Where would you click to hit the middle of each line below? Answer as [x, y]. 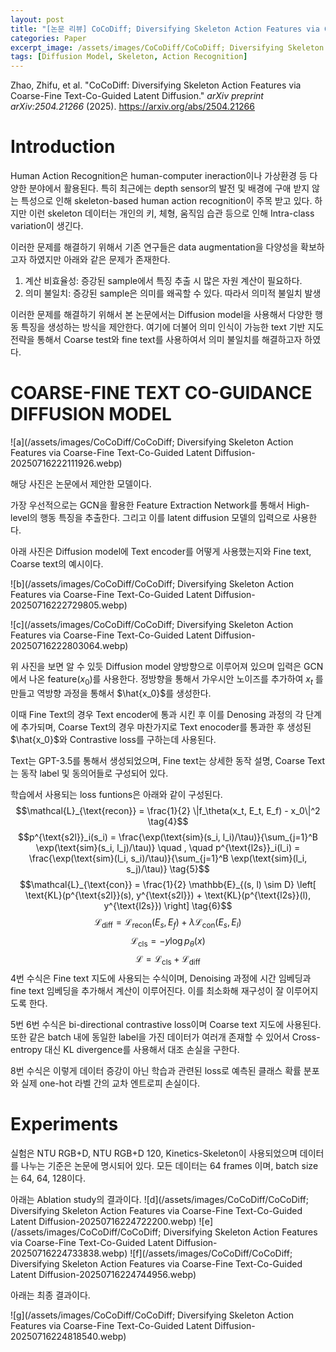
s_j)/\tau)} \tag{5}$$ [168, 868]
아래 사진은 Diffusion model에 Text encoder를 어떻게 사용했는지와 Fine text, [161, 551]
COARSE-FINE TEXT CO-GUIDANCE [161, 393]
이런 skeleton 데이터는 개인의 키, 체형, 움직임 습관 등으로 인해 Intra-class [171, 213]
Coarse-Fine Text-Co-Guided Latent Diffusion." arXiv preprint [137, 96]
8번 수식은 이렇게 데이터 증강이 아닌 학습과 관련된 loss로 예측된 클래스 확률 [156, 1071]
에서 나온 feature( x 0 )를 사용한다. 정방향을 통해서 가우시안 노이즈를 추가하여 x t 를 [167, 680]
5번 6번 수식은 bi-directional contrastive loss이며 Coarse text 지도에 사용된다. [166, 1025]
